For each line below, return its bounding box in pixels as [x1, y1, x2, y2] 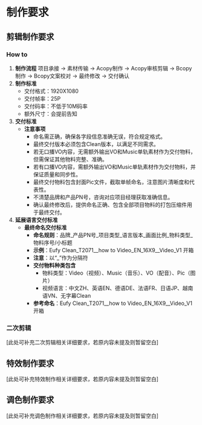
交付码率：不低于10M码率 [24, 102, 88, 110]
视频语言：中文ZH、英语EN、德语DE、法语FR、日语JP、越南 [42, 284, 194, 292]
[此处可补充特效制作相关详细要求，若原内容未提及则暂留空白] [6, 375, 159, 383]
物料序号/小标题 [33, 239, 73, 246]
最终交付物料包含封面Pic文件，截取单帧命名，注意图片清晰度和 [33, 178, 189, 186]
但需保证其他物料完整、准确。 [33, 155, 108, 162]
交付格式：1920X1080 [24, 87, 79, 95]
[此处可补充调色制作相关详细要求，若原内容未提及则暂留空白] [6, 412, 159, 419]
